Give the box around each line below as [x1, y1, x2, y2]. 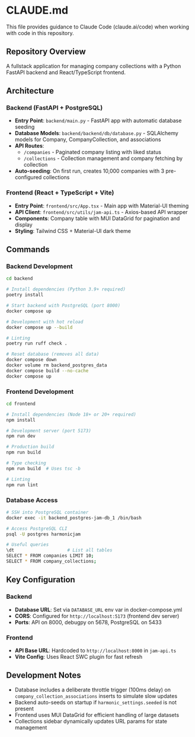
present [14, 705, 34, 712]
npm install [6, 417, 36, 423]
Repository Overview [6, 47, 86, 57]
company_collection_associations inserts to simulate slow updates [14, 692, 178, 700]
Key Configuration [6, 575, 75, 585]
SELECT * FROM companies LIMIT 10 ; [6, 553, 94, 559]
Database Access [6, 496, 58, 504]
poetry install [6, 292, 44, 298]
